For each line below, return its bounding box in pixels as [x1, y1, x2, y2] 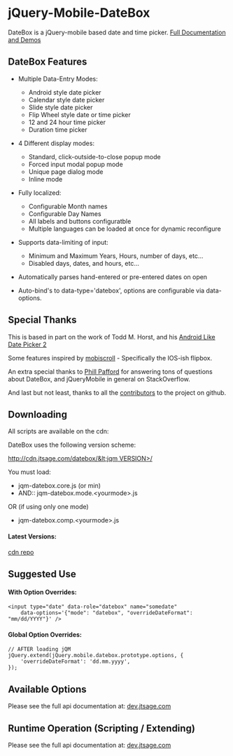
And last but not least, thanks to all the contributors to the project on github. [8, 388, 227, 397]
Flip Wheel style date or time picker [28, 110, 132, 119]
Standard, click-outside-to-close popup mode [28, 152, 161, 161]
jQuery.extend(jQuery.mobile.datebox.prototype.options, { [8, 652, 184, 659]
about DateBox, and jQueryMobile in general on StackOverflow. [8, 374, 191, 383]
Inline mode [28, 175, 63, 183]
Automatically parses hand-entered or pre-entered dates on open [17, 272, 208, 281]
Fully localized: [17, 188, 62, 197]
